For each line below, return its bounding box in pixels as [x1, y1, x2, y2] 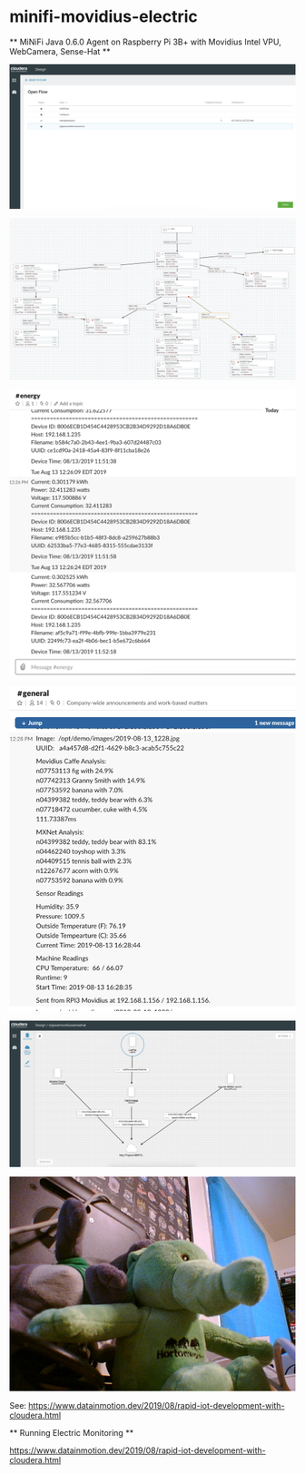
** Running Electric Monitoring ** [9, 1427, 134, 1438]
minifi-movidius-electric [9, 6, 198, 27]
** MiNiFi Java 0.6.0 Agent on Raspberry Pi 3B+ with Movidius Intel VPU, [9, 36, 281, 47]
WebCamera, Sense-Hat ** [9, 45, 111, 56]
